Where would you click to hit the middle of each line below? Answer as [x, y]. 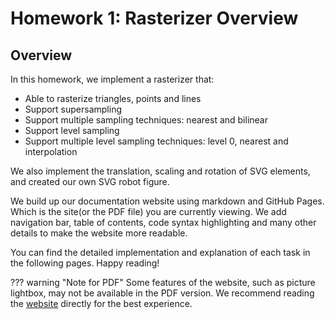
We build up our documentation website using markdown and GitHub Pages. [167, 201]
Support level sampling [72, 130]
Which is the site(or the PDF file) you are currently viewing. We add [148, 211]
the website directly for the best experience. [101, 303]
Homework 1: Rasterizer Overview [154, 18]
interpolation [51, 151]
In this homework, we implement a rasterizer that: [112, 79]
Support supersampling [73, 109]
